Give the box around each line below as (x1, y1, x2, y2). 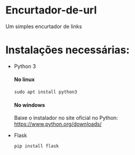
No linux (13, 76, 35, 83)
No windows (13, 101, 45, 108)
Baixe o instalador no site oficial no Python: (13, 115, 118, 122)
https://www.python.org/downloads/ (13, 120, 102, 128)
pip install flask (13, 143, 59, 149)
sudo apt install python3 (13, 89, 77, 95)
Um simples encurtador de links (5, 23, 82, 30)
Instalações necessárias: (5, 43, 130, 57)
